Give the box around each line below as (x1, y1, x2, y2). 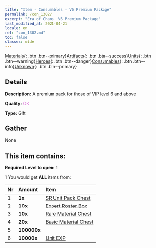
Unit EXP (45, 235, 66, 242)
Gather (5, 124, 27, 132)
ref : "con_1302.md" (5, 30, 46, 35)
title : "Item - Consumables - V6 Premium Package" (5, 7, 112, 12)
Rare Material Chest (45, 210, 92, 217)
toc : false (5, 35, 28, 40)
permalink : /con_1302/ (5, 12, 52, 17)
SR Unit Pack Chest (45, 195, 91, 202)
